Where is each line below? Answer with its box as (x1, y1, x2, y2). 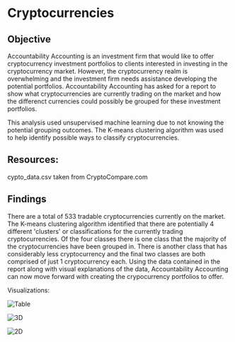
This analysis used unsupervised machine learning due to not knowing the (7, 118, 224, 127)
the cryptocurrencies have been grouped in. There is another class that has (7, 242, 228, 251)
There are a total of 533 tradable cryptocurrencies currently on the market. (7, 212, 226, 220)
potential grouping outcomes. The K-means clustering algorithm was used (7, 126, 224, 134)
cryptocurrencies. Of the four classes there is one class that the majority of (7, 234, 227, 243)
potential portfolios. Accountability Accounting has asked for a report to (7, 82, 217, 90)
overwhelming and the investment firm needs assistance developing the (7, 74, 217, 83)
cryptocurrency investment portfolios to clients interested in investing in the (7, 59, 228, 68)
